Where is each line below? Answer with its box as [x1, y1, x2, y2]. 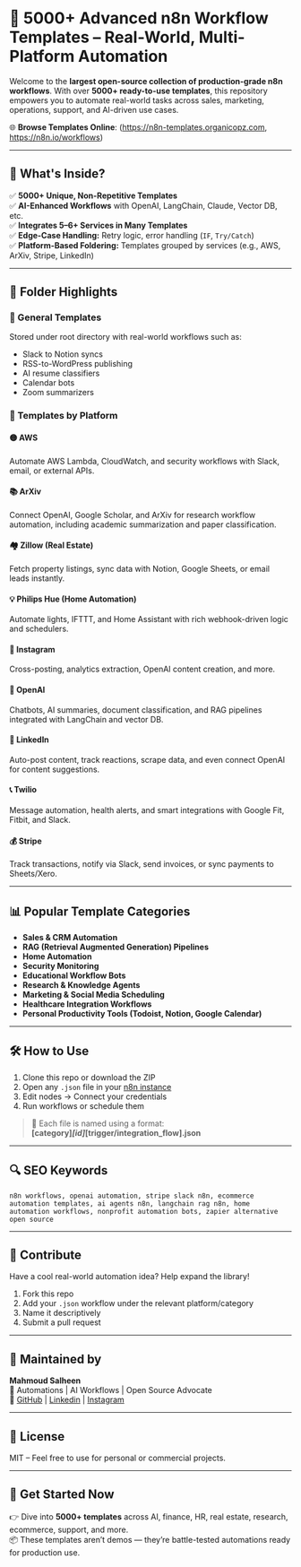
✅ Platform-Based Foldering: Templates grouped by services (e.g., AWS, [9, 239, 281, 250]
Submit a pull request [21, 1317, 101, 1328]
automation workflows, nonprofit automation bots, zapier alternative [9, 1207, 279, 1216]
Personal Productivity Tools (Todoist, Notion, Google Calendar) [21, 1009, 262, 1018]
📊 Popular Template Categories [9, 904, 191, 919]
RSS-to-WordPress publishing [21, 359, 133, 369]
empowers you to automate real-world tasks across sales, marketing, [9, 94, 264, 106]
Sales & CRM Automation [21, 932, 118, 942]
